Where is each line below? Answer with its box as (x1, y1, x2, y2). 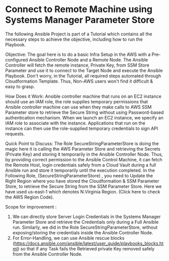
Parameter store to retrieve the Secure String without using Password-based (5, 109, 164, 115)
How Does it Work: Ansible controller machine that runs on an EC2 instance (5, 93, 162, 99)
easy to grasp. (5, 83, 35, 89)
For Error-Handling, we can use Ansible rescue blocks (12, 235, 125, 241)
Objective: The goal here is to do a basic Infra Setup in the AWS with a (5, 51, 151, 57)
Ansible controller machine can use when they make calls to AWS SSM (5, 104, 152, 110)
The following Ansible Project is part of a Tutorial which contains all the (5, 31, 152, 37)
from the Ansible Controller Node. (12, 251, 83, 257)
